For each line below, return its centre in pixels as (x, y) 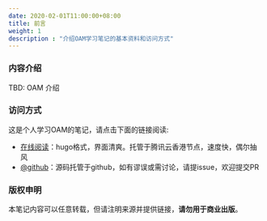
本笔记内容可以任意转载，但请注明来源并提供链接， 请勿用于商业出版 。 (125, 209)
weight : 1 (25, 31)
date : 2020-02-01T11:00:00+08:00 (65, 16)
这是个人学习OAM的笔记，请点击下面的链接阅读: (89, 130)
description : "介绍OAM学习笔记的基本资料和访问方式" (91, 38)
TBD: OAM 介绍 (34, 87)
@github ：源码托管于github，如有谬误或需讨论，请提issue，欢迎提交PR (140, 167)
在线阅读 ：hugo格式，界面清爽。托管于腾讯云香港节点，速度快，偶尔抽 (138, 147)
